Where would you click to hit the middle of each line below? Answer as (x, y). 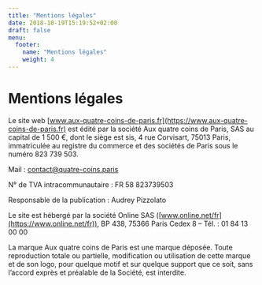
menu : (17, 37)
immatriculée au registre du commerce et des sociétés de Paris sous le (123, 145)
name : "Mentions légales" (65, 52)
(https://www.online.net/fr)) (53, 223)
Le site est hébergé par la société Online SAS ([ (85, 215)
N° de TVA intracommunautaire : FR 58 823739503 (91, 184)
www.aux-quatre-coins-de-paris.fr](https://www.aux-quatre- (149, 120)
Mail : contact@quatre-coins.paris (63, 169)
